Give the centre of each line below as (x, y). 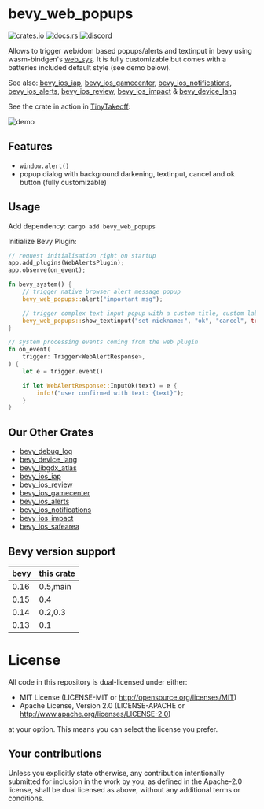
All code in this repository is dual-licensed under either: (98, 681)
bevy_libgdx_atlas (48, 468)
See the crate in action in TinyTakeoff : (70, 106)
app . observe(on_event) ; (47, 270)
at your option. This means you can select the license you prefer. (113, 729)
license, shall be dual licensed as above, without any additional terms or (125, 789)
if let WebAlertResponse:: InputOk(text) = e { (100, 386)
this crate (57, 573)
